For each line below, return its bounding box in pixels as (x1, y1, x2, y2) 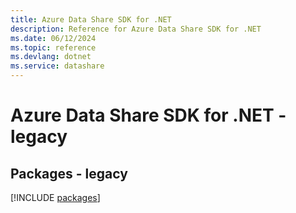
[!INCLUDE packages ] (10, 192, 101, 203)
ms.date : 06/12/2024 (10, 33, 97, 43)
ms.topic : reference (10, 42, 97, 53)
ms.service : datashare (10, 61, 105, 71)
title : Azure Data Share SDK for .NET (10, 14, 172, 25)
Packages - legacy (10, 165, 128, 182)
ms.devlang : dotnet (10, 52, 92, 62)
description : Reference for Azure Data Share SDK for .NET (10, 24, 262, 34)
